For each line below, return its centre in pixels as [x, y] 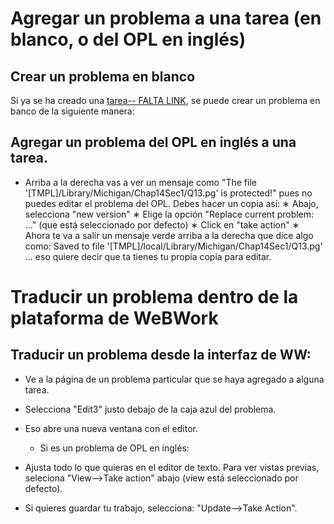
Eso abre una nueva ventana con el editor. [111, 428]
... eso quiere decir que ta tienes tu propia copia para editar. [148, 256]
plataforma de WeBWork [114, 318]
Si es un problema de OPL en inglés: [114, 448]
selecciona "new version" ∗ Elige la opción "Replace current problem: [169, 214]
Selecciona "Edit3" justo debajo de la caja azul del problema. [150, 409]
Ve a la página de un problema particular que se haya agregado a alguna [174, 379]
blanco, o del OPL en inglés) [128, 39]
